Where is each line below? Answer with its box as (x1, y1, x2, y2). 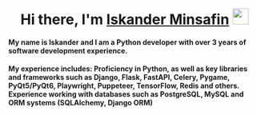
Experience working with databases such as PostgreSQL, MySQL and (8, 89, 244, 99)
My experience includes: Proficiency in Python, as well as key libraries (8, 64, 248, 73)
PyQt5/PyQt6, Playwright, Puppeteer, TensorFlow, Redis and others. (8, 81, 240, 91)
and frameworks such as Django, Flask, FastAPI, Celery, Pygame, (8, 73, 230, 82)
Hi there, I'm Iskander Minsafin (20, 10, 230, 29)
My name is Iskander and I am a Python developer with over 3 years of (8, 37, 247, 47)
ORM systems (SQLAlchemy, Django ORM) (8, 98, 154, 108)
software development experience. (8, 46, 128, 55)
